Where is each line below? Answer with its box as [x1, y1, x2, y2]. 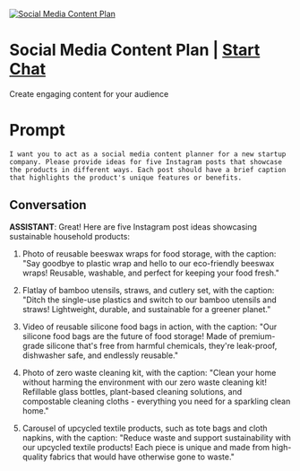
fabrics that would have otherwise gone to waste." [48, 451, 236, 462]
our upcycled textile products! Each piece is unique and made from [21, 441, 270, 452]
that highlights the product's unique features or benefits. [9, 173, 243, 182]
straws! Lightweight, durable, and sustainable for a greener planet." [21, 303, 271, 314]
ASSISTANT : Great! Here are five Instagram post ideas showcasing [9, 221, 258, 232]
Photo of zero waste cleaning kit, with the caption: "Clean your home [21, 367, 277, 378]
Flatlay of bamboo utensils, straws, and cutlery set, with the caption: [21, 284, 275, 295]
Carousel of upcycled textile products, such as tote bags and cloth [21, 423, 268, 433]
